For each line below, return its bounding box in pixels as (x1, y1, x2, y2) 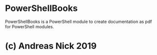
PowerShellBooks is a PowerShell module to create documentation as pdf (5, 19, 152, 24)
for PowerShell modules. (5, 23, 54, 29)
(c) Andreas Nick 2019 (5, 41, 97, 52)
